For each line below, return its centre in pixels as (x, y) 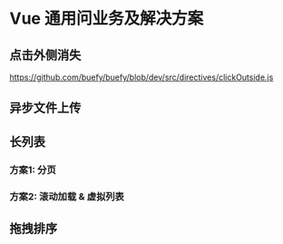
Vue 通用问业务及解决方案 (107, 19)
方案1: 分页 (33, 170)
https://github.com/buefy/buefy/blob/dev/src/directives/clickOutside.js (141, 77)
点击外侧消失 (45, 55)
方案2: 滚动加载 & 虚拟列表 (67, 196)
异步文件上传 (45, 108)
